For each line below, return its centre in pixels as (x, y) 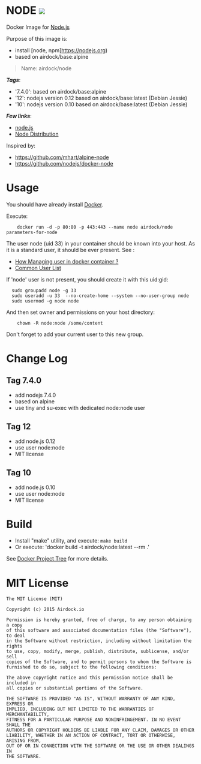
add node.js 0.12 (35, 441)
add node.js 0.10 (35, 487)
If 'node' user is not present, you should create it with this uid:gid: (87, 279)
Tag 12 (19, 427)
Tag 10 (19, 473)
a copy (14, 625)
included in (21, 683)
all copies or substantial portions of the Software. (75, 688)
